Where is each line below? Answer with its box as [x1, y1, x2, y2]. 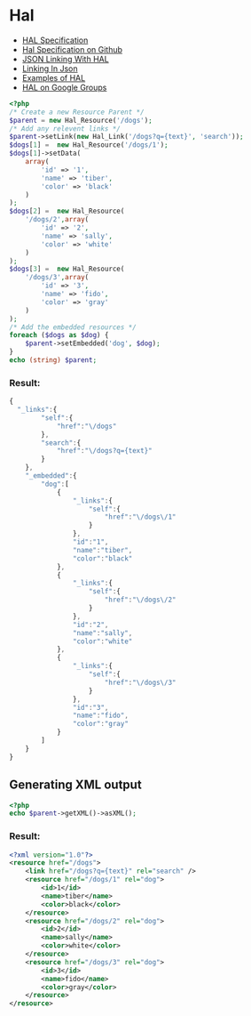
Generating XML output [9, 778, 142, 793]
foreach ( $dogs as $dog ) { [9, 331, 109, 340]
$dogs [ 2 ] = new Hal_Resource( [9, 206, 125, 216]
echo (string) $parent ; [9, 356, 98, 365]
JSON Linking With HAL [21, 53, 109, 64]
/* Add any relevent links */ [9, 124, 122, 133]
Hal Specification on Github [21, 44, 122, 54]
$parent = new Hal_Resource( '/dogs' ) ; [9, 116, 153, 125]
